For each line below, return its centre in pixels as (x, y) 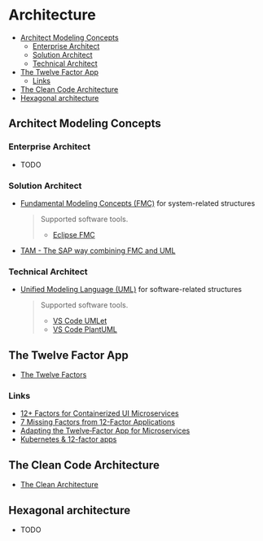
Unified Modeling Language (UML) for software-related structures (131, 290)
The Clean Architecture (59, 485)
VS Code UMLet (80, 321)
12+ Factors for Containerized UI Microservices (99, 413)
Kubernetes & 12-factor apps (68, 439)
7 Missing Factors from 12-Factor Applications (97, 422)
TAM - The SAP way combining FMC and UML (98, 251)
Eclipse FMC (74, 234)
